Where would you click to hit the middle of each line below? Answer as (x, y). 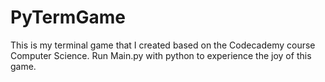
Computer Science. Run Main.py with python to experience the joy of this (161, 55)
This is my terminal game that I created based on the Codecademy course (163, 45)
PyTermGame (68, 17)
